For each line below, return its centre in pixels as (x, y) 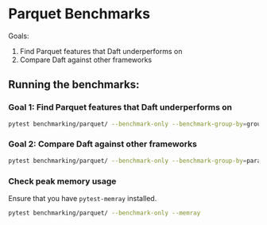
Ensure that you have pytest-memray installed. (83, 198)
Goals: (19, 36)
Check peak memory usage (62, 181)
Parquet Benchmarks (79, 14)
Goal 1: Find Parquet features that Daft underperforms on (120, 107)
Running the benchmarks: (74, 85)
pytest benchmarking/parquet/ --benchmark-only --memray (104, 213)
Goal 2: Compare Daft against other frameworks (103, 144)
